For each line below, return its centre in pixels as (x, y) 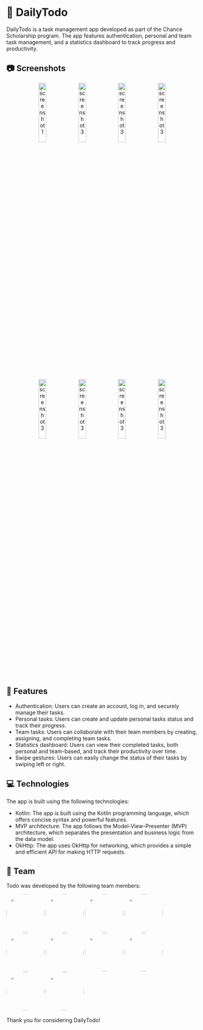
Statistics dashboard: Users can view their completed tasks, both (97, 744)
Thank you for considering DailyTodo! (53, 1020)
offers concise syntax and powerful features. (71, 820)
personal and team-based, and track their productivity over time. (96, 751)
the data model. (35, 839)
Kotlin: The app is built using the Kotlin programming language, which (102, 813)
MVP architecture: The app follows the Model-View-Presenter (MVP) (101, 826)
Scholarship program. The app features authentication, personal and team (99, 35)
